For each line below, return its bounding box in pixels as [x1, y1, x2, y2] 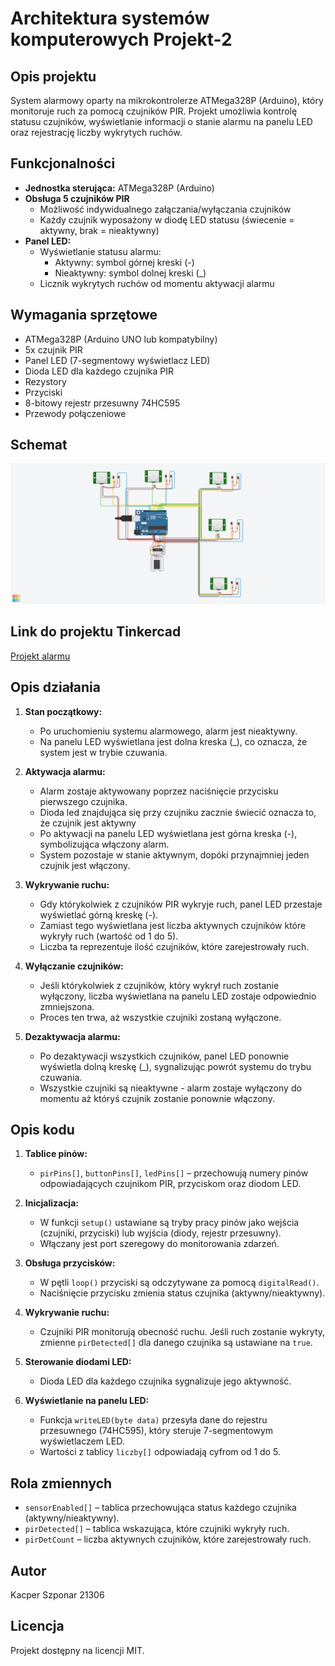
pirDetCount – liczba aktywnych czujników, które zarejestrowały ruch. [24, 1533, 312, 1546]
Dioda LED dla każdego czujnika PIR [24, 365, 174, 377]
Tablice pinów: [24, 1148, 88, 1160]
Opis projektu [10, 68, 97, 85]
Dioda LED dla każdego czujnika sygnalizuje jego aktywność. [39, 1375, 292, 1387]
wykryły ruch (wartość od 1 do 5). [39, 930, 179, 942]
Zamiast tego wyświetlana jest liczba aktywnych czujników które [39, 919, 307, 931]
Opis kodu [10, 1121, 75, 1138]
